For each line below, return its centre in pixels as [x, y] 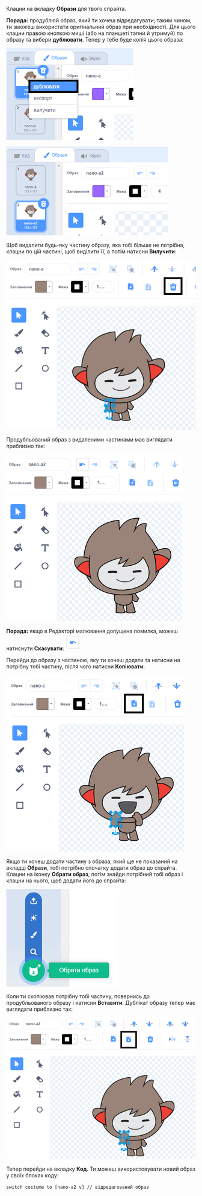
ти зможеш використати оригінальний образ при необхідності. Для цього [101, 27]
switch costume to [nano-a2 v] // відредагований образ [78, 1188]
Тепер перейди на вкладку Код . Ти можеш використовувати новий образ [101, 1169]
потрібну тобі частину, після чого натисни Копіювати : [76, 666]
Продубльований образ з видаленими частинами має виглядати [89, 440]
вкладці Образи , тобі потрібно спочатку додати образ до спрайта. [92, 868]
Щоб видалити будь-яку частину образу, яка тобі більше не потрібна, [96, 245]
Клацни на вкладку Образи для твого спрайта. [66, 9]
